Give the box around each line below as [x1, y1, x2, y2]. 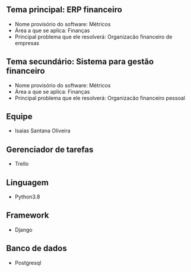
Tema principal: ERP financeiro [6, 5, 123, 15]
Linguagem [6, 178, 49, 188]
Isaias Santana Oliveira [14, 127, 71, 134]
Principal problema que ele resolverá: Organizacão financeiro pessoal [14, 94, 186, 102]
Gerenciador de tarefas [6, 144, 94, 154]
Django [14, 226, 33, 233]
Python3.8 [14, 193, 40, 201]
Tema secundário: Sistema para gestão [6, 56, 154, 67]
